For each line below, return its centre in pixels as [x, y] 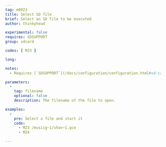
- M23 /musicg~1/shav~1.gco [47, 128]
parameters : [17, 82]
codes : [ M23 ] [21, 50]
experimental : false [26, 33]
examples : [15, 109]
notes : [12, 68]
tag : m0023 [16, 10]
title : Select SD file [28, 14]
